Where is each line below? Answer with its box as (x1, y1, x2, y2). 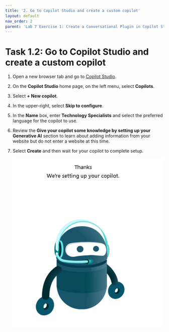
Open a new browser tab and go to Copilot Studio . (12, 73, 117, 80)
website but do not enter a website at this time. (12, 138, 110, 144)
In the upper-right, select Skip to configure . (12, 103, 104, 109)
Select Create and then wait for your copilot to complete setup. (12, 148, 144, 154)
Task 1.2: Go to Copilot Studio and (5, 46, 149, 58)
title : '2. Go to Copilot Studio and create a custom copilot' (5, 8, 141, 13)
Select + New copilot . (12, 93, 58, 99)
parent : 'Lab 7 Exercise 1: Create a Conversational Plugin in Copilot (5, 24, 158, 29)
